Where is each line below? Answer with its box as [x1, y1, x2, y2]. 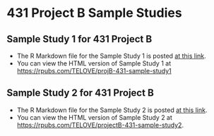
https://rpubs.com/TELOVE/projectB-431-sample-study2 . [16, 120, 184, 129]
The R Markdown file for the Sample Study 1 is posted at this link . [16, 51, 206, 60]
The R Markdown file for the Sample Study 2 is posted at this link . [16, 106, 208, 114]
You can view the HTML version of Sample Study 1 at [16, 59, 171, 68]
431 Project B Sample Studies [6, 5, 182, 21]
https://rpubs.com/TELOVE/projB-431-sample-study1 [16, 67, 172, 75]
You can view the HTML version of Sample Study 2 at [16, 113, 172, 121]
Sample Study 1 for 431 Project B [6, 33, 153, 45]
